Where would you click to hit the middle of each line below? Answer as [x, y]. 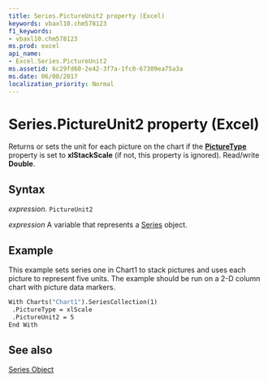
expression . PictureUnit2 [51, 209]
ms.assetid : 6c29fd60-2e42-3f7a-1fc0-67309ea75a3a [96, 69]
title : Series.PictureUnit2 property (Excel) [86, 16]
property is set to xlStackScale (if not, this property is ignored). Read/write [134, 155]
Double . [22, 164]
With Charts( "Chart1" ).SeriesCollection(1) [83, 302]
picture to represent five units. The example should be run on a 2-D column [134, 279]
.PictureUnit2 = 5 [43, 317]
